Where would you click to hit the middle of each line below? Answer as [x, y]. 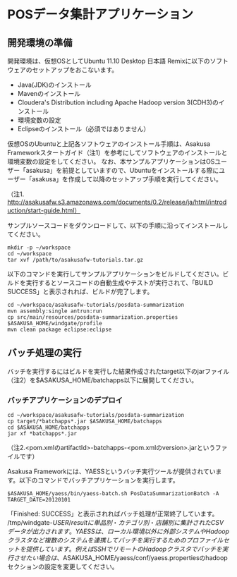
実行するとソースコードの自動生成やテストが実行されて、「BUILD [120, 283]
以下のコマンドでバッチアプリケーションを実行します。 [99, 480]
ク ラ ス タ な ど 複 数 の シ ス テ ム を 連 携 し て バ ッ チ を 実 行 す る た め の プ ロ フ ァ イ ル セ [118, 540]
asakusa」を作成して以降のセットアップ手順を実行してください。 [127, 179]
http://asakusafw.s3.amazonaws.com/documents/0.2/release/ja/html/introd [117, 202]
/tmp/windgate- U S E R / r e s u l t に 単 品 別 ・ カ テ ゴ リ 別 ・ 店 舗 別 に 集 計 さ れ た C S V [116, 523]
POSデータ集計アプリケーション [101, 14]
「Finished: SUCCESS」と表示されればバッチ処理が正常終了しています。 [113, 514]
